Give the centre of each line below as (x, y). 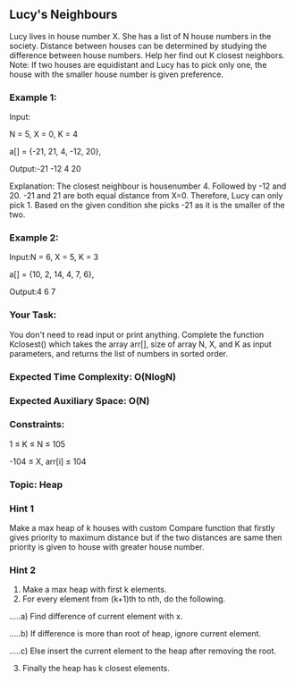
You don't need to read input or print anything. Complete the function (137, 334)
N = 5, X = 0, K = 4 (44, 134)
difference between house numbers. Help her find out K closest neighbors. (147, 55)
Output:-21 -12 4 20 (46, 169)
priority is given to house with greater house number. (107, 547)
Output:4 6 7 (33, 292)
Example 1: (33, 97)
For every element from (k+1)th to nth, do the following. (124, 599)
